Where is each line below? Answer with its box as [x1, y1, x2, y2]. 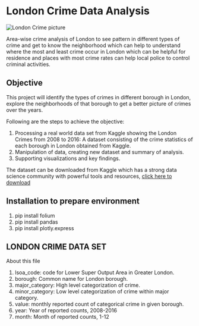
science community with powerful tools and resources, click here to [6, 173, 172, 180]
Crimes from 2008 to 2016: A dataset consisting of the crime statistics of [14, 136, 193, 143]
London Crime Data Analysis [6, 4, 150, 18]
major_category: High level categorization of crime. [14, 281, 141, 289]
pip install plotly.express [14, 224, 74, 231]
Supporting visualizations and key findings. [14, 155, 121, 162]
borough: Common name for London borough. [14, 275, 128, 283]
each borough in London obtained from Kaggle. [14, 142, 131, 149]
